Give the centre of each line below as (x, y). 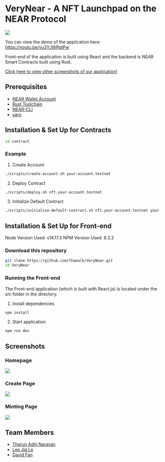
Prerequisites (26, 87)
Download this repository (36, 251)
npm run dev (17, 331)
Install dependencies (33, 303)
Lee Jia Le (23, 450)
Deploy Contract (29, 183)
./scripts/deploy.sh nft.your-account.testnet (54, 192)
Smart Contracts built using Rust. (39, 62)
